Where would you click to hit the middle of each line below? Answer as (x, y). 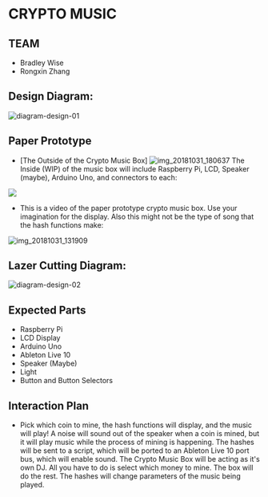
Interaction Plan (49, 406)
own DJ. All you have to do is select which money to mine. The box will (136, 468)
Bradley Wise (42, 63)
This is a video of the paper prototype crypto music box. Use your (128, 208)
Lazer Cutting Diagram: (67, 266)
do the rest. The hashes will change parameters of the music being (130, 476)
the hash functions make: (62, 224)
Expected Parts (47, 310)
